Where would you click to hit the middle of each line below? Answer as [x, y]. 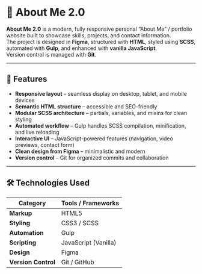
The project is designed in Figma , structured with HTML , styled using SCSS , [101, 42]
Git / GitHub [78, 262]
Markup [21, 213]
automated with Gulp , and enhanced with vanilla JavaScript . [82, 48]
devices [25, 100]
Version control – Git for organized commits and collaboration [92, 157]
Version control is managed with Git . [51, 54]
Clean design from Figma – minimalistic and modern [80, 151]
